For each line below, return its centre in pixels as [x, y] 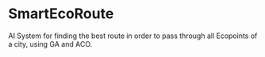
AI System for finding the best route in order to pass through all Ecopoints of [133, 36]
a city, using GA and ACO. [50, 44]
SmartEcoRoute [61, 14]
